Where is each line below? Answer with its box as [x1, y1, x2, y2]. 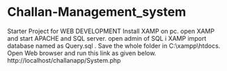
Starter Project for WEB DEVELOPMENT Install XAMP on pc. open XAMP [7, 27, 214, 35]
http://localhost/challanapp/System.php [7, 56, 121, 64]
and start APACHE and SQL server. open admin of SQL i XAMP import [7, 34, 207, 42]
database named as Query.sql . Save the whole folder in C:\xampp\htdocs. [7, 41, 221, 50]
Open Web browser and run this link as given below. [7, 49, 157, 57]
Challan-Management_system [7, 4, 187, 20]
